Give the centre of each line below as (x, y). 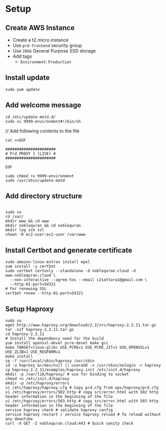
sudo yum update (22, 89)
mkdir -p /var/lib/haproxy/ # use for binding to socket (67, 374)
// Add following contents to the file (42, 131)
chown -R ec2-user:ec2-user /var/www (45, 235)
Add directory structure (44, 196)
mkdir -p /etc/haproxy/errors (38, 384)
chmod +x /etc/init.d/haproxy (38, 379)
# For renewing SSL (26, 289)
